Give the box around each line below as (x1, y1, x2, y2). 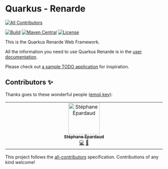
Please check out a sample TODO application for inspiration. (5, 63, 129, 69)
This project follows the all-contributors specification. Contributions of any (5, 153, 159, 160)
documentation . (5, 53, 38, 60)
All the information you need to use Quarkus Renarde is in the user (5, 48, 142, 54)
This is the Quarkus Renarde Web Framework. (5, 38, 100, 45)
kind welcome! (5, 159, 35, 165)
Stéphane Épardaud (64, 133, 104, 139)
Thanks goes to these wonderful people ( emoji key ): (5, 91, 113, 97)
